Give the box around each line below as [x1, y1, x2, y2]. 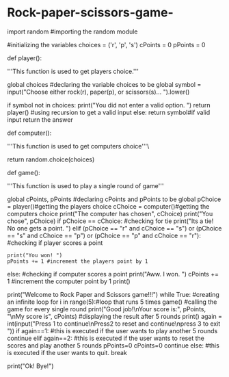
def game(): [7, 168, 40, 177]
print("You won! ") [7, 252, 63, 259]
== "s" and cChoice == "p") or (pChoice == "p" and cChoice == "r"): [7, 231, 202, 239]
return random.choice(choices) [7, 155, 95, 164]
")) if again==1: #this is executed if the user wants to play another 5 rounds [7, 326, 218, 335]
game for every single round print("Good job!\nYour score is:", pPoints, [7, 304, 206, 313]
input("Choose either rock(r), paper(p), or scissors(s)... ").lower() [7, 88, 190, 96]
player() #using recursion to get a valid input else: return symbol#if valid [7, 108, 211, 116]
